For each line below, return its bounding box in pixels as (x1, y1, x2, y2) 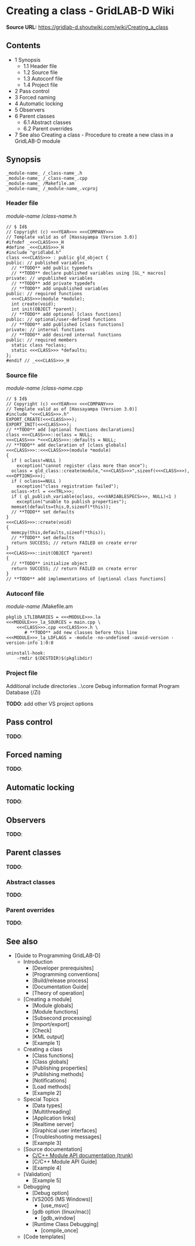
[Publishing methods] (32, 1071, 84, 1078)
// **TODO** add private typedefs (11, 280, 95, 286)
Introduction (23, 958, 53, 966)
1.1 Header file (23, 62, 57, 69)
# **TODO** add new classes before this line (24, 630, 138, 636)
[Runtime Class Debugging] (32, 1221, 99, 1228)
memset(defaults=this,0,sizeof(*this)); (11, 504, 111, 510)
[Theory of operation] (32, 990, 85, 997)
